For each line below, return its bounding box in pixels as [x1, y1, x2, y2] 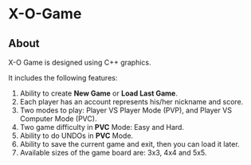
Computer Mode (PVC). [19, 114, 97, 124]
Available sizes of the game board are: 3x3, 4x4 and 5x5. [19, 148, 207, 157]
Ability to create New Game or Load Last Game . [19, 88, 178, 98]
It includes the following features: [8, 73, 118, 82]
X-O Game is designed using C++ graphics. [8, 57, 151, 67]
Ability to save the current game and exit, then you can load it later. [19, 139, 241, 148]
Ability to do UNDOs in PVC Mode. [19, 131, 134, 140]
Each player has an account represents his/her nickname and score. [19, 97, 244, 106]
